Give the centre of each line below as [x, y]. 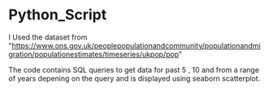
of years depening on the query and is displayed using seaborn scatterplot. [134, 78]
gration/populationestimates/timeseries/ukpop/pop [94, 54]
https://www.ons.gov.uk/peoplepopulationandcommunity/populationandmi [137, 45]
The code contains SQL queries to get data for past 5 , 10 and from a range [134, 69]
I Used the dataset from [48, 37]
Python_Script [58, 15]
